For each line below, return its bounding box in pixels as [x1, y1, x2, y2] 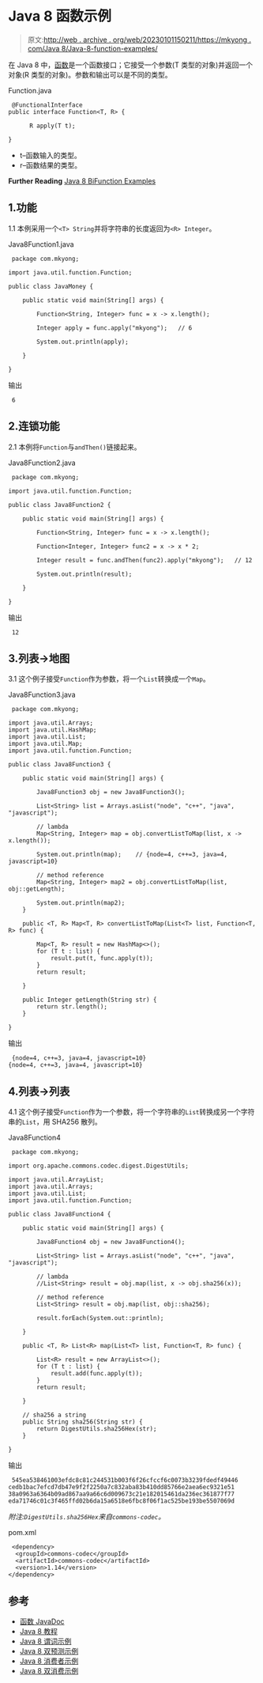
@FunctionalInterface [11, 100, 83, 109]
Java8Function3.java [8, 690, 77, 700]
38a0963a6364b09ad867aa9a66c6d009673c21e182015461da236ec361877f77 [8, 1490, 235, 1499]
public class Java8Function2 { [8, 501, 111, 509]
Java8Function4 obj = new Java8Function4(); [36, 1239, 186, 1246]
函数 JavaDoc [19, 1617, 65, 1626]
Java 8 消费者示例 [19, 1656, 79, 1666]
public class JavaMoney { [8, 282, 93, 290]
